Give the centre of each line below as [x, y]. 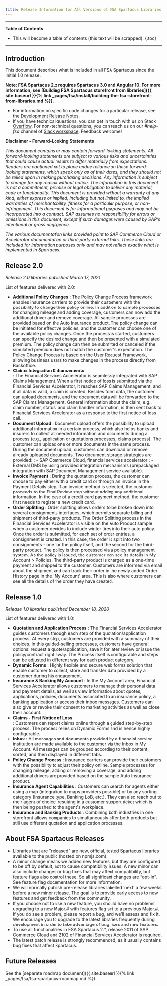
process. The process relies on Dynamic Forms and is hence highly [81, 728]
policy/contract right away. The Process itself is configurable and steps [85, 655]
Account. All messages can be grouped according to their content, [81, 749]
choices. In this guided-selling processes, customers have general [81, 644]
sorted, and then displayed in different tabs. [57, 755]
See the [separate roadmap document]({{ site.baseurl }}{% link [70, 973]
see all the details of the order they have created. [63, 581]
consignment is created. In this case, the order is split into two [76, 539]
